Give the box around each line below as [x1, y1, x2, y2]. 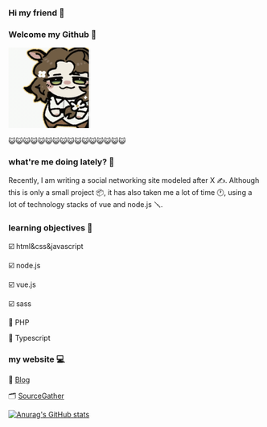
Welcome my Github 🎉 [8, 28, 97, 39]
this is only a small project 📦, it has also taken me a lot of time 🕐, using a [8, 187, 253, 197]
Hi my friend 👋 [8, 7, 65, 19]
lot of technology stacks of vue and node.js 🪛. [8, 199, 163, 209]
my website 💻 [8, 354, 65, 365]
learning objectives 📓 [8, 222, 93, 234]
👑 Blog [8, 375, 31, 385]
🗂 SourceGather [8, 391, 64, 401]
